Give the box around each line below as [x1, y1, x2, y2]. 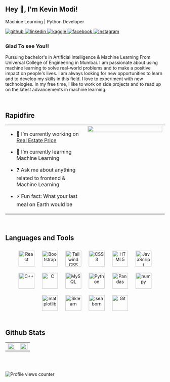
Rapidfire [5, 111, 35, 120]
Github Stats [5, 328, 46, 337]
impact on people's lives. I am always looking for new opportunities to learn [5, 71, 163, 77]
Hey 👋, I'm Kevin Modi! [5, 5, 78, 14]
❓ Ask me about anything [16, 166, 76, 173]
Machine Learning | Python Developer [5, 18, 84, 24]
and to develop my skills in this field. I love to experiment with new [5, 76, 143, 82]
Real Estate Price [16, 136, 57, 144]
